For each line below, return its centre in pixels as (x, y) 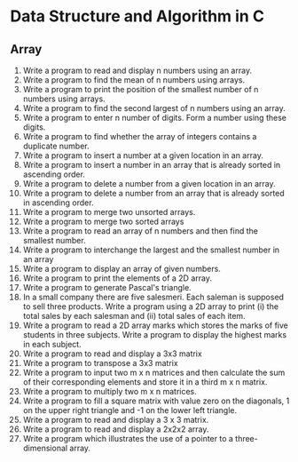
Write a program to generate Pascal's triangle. (107, 287)
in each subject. (52, 344)
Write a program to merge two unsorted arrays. (109, 212)
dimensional (45, 448)
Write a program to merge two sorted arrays (103, 221)
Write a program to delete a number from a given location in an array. (149, 183)
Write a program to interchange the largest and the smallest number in (151, 250)
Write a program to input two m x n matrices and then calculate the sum (154, 372)
